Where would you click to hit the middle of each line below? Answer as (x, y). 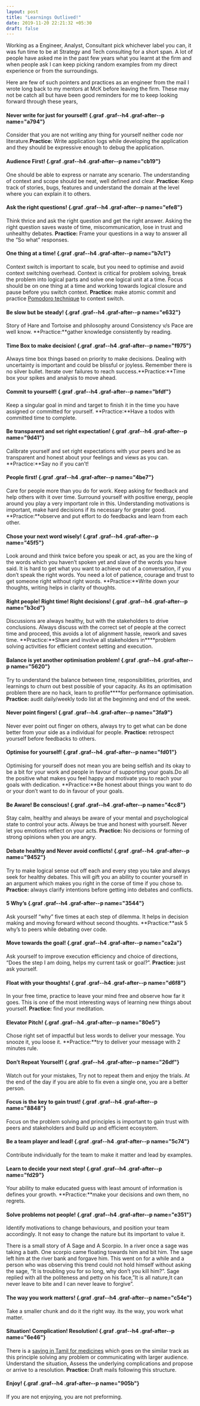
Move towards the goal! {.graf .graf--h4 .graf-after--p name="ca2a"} (94, 943)
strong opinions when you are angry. (51, 837)
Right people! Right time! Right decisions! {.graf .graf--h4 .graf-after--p (97, 601)
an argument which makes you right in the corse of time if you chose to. (95, 883)
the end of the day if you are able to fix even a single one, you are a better (97, 1082)
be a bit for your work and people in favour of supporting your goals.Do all (98, 772)
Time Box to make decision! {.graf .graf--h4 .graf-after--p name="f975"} (99, 345)
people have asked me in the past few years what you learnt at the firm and (99, 58)
